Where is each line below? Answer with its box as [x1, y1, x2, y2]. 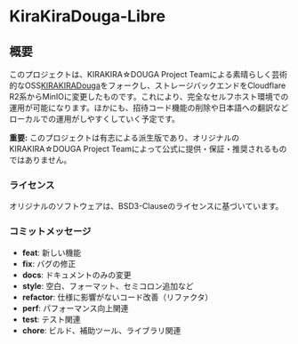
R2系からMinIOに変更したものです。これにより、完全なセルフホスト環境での [9, 92, 289, 101]
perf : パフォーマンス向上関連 [21, 302, 129, 313]
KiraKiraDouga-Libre [9, 6, 166, 27]
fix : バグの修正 [21, 258, 77, 268]
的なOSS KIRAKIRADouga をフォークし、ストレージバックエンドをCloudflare [9, 80, 286, 91]
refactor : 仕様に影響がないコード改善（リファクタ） [21, 292, 213, 302]
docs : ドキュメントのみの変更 [21, 269, 132, 280]
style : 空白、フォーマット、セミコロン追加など [21, 280, 194, 291]
